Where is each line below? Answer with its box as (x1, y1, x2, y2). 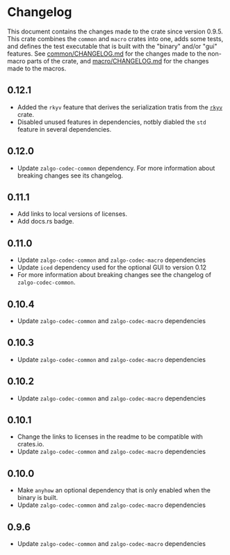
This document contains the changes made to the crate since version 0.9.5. (7, 27, 224, 36)
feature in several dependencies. (17, 125, 112, 133)
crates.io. (17, 440, 44, 448)
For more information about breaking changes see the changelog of (17, 271, 212, 279)
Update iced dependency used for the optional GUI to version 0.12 (17, 263, 207, 272)
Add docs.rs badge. (17, 217, 74, 226)
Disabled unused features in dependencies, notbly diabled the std (17, 118, 206, 126)
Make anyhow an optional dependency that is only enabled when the (17, 486, 211, 494)
